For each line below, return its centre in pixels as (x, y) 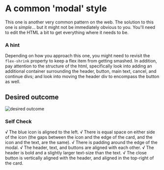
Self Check (18, 121)
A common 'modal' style (56, 9)
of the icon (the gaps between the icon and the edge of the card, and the (79, 137)
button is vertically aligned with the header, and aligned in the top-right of (80, 158)
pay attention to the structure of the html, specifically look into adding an (79, 66)
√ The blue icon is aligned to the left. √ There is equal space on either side (80, 132)
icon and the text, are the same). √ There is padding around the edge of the (82, 143)
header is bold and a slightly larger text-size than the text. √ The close (76, 153)
